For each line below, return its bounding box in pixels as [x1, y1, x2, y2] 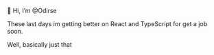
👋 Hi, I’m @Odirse [7, 7, 57, 14]
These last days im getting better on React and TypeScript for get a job [7, 20, 208, 27]
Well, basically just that [7, 41, 72, 48]
